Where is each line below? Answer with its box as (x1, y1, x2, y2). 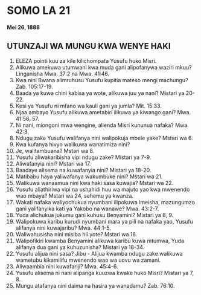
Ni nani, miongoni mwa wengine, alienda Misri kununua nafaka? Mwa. (15, 122, 189, 129)
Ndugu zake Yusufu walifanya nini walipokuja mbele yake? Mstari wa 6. (15, 134, 193, 141)
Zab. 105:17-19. (15, 83, 53, 90)
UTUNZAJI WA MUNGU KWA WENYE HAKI (7, 41, 171, 51)
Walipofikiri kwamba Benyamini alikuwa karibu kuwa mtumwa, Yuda (15, 237, 185, 244)
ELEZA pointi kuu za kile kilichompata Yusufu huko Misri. (15, 57, 157, 64)
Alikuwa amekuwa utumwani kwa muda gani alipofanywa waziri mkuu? (15, 63, 192, 71)
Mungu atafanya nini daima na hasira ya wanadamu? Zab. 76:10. (15, 282, 175, 289)
